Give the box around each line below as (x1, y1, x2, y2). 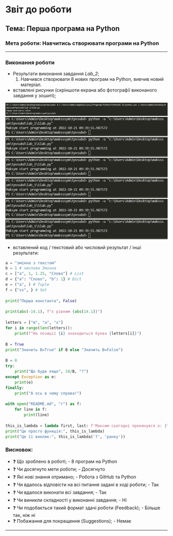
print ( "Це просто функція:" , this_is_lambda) (5, 428, 105, 434)
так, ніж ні (12, 512, 36, 518)
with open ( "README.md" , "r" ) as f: (5, 402, 82, 407)
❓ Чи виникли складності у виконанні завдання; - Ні (12, 497, 127, 503)
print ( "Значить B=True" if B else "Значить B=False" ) (5, 347, 124, 352)
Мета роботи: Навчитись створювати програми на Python (5, 40, 160, 47)
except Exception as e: (5, 374, 57, 379)
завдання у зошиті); (12, 93, 57, 99)
